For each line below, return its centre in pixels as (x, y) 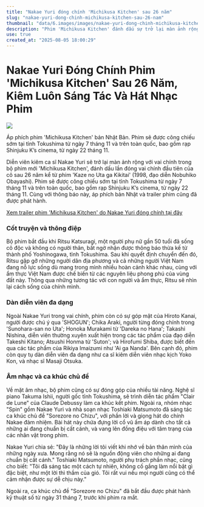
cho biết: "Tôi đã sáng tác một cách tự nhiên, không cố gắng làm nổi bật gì (100, 466)
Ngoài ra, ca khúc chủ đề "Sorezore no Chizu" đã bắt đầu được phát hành (99, 491)
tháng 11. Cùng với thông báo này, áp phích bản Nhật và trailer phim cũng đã (102, 194)
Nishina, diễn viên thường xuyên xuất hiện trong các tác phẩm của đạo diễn (101, 335)
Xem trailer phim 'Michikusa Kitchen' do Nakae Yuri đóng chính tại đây (94, 212)
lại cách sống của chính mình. (43, 287)
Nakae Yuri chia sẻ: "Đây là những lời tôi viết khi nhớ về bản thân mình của (99, 447)
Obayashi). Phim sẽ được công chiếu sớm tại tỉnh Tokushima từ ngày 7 (94, 181)
